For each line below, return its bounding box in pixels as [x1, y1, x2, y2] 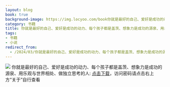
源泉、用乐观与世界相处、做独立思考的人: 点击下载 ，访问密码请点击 [5, 70, 145, 76]
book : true [5, 12, 28, 17]
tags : [5, 31, 17, 36]
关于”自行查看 [12, 76, 40, 82]
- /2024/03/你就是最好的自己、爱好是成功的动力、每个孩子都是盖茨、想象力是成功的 [10, 49, 163, 54]
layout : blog [5, 7, 33, 13]
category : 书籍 [5, 21, 36, 27]
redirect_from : [5, 45, 37, 50]
